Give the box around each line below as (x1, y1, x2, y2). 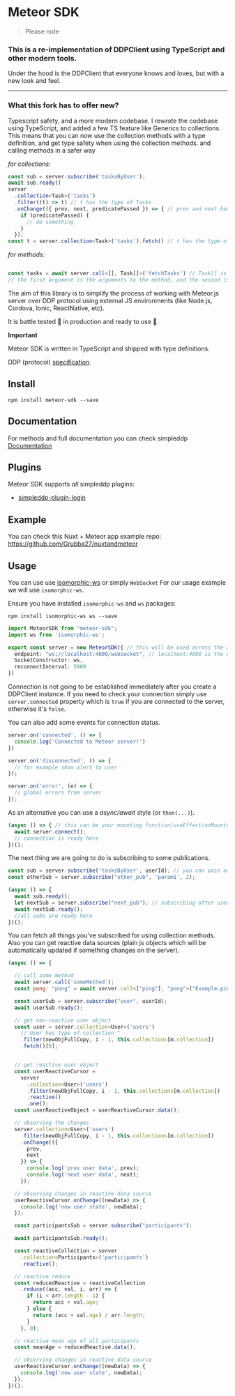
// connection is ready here (14, 834, 99, 842)
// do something (26, 218, 74, 225)
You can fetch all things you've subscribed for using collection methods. (8, 931, 215, 939)
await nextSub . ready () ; (14, 905, 83, 913)
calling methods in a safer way (8, 146, 96, 154)
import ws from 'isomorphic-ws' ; (8, 631, 105, 638)
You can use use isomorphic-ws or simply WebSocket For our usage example (8, 578, 226, 586)
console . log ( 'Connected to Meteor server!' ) (14, 738, 146, 745)
